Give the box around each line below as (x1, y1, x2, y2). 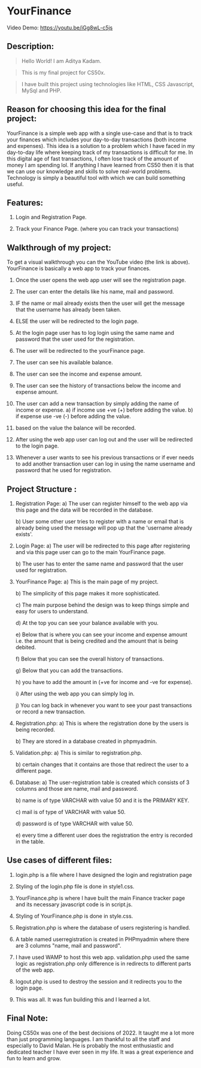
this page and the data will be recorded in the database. (15, 506, 153, 513)
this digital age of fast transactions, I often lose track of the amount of (7, 155, 179, 162)
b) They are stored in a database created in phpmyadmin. (15, 738, 157, 745)
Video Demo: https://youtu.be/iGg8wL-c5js (7, 24, 113, 31)
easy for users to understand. (15, 608, 89, 615)
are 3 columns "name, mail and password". (15, 942, 121, 949)
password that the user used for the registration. (15, 335, 135, 343)
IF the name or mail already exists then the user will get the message (15, 299, 185, 307)
